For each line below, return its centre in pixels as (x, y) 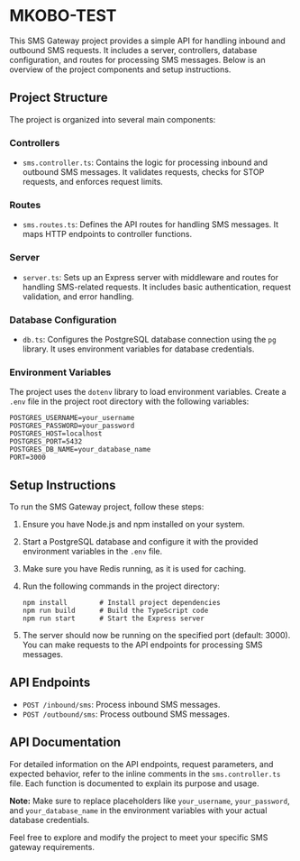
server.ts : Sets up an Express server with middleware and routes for (150, 277)
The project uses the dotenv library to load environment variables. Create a (148, 392)
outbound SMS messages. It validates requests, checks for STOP (143, 172)
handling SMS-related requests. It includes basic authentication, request (156, 287)
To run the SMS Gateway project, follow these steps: (107, 507)
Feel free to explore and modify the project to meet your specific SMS (139, 837)
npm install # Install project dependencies (121, 603)
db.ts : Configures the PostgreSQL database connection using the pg (149, 339)
